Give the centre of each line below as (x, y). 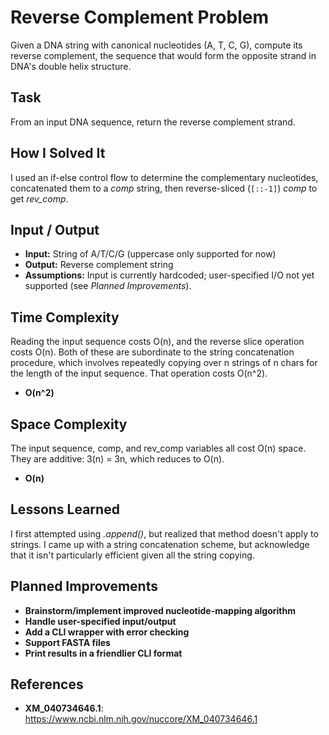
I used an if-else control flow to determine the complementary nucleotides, (164, 177)
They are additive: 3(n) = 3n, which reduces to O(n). (117, 459)
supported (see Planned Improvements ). (108, 286)
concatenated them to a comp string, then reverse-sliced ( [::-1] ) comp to (164, 188)
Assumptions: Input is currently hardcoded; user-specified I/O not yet (169, 275)
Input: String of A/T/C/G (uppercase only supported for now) (150, 254)
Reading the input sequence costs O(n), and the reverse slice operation (157, 342)
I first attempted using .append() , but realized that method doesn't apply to (164, 533)
